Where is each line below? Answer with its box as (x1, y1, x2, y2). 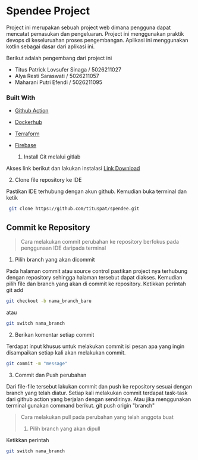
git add (6, 286, 24, 293)
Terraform (14, 130, 40, 138)
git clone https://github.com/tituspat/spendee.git (8, 206, 140, 212)
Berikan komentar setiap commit (14, 331, 95, 338)
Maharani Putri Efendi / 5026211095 (14, 79, 103, 86)
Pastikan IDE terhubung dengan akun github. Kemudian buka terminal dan (6, 188, 187, 195)
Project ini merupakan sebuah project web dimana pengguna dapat (6, 24, 171, 31)
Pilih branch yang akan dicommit (14, 256, 95, 263)
